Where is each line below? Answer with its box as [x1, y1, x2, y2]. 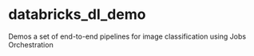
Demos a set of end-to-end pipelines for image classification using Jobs [8, 32, 246, 41]
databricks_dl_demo [8, 6, 146, 24]
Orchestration [8, 39, 54, 49]
